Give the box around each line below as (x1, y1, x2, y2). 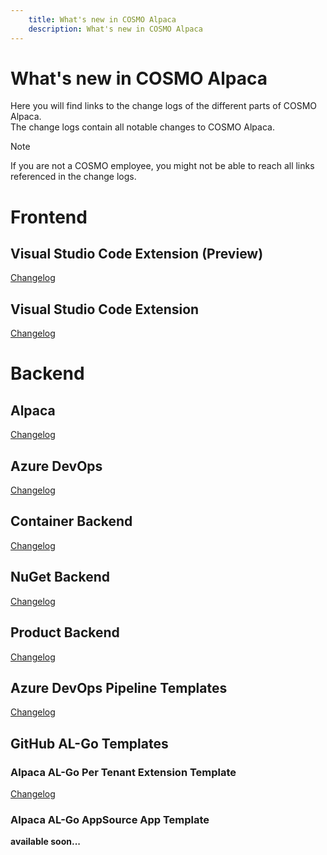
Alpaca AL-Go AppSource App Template (10, 812, 210, 826)
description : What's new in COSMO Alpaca (28, 24, 203, 34)
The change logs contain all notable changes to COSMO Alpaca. (10, 121, 275, 133)
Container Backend (10, 513, 133, 530)
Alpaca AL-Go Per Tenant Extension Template (10, 765, 237, 779)
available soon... (10, 836, 82, 848)
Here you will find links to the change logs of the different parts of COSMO (10, 100, 318, 112)
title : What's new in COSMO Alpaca (28, 14, 177, 25)
